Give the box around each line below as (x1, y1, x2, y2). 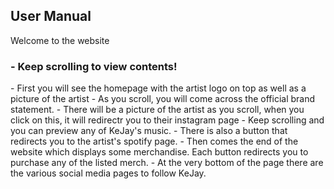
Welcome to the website (10, 34, 110, 46)
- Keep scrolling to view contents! (10, 59, 178, 73)
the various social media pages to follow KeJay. (10, 167, 207, 179)
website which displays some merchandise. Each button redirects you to (10, 146, 309, 158)
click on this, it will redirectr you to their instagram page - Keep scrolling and (10, 114, 325, 126)
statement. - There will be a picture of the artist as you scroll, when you (10, 104, 305, 116)
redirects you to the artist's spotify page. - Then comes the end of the (10, 135, 299, 148)
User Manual (10, 8, 92, 25)
